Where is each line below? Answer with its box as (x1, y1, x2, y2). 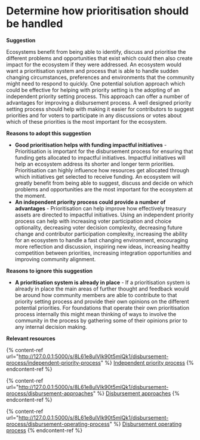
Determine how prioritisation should (6, 4, 189, 18)
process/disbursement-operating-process (6, 420, 110, 427)
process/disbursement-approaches (6, 390, 94, 397)
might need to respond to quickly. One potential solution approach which (6, 80, 185, 87)
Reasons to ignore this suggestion (6, 267, 93, 274)
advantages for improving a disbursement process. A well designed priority (6, 99, 192, 106)
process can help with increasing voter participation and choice (14, 217, 172, 225)
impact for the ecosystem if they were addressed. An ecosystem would (6, 61, 182, 68)
